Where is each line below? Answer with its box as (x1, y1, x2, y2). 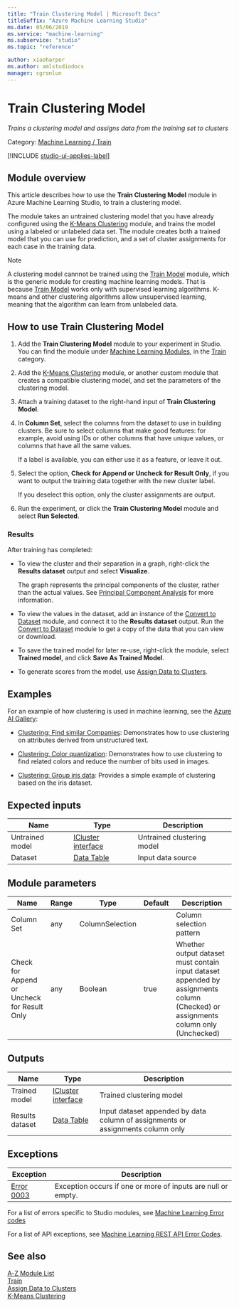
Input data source (137, 853, 197, 863)
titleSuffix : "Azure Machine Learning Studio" (7, 17, 148, 24)
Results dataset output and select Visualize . (17, 567, 149, 576)
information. (17, 596, 53, 605)
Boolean (79, 983, 107, 993)
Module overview (7, 171, 87, 184)
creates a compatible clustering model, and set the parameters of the (17, 376, 221, 385)
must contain (175, 957, 220, 967)
